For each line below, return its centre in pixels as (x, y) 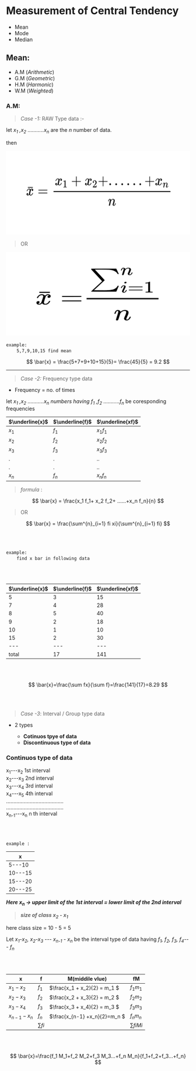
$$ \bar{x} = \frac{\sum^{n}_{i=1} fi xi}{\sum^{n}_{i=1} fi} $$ (98, 524)
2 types (24, 725)
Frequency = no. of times (45, 390)
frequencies (20, 409)
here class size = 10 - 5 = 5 (38, 927)
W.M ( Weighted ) (34, 91)
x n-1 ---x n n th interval (32, 814)
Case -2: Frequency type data (56, 378)
